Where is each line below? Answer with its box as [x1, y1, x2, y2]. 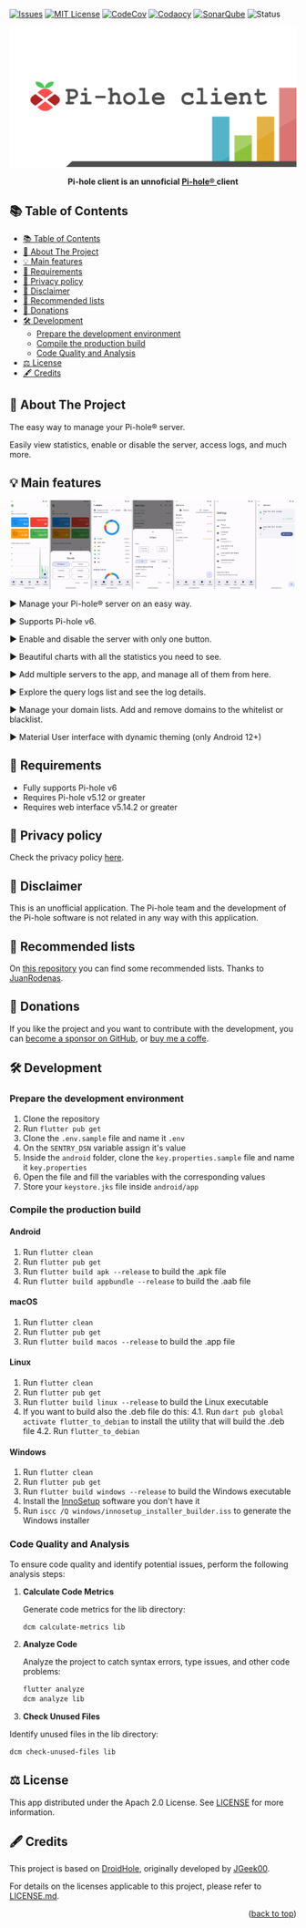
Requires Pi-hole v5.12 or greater [22, 791, 146, 802]
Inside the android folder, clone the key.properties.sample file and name [22, 1151, 295, 1162]
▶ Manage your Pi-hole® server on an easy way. [9, 598, 193, 609]
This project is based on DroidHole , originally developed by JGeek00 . [9, 1862, 270, 1873]
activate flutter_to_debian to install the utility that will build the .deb [22, 1416, 285, 1427]
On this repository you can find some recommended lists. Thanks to [9, 963, 264, 974]
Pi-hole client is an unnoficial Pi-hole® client [67, 176, 239, 187]
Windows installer [22, 1515, 90, 1526]
